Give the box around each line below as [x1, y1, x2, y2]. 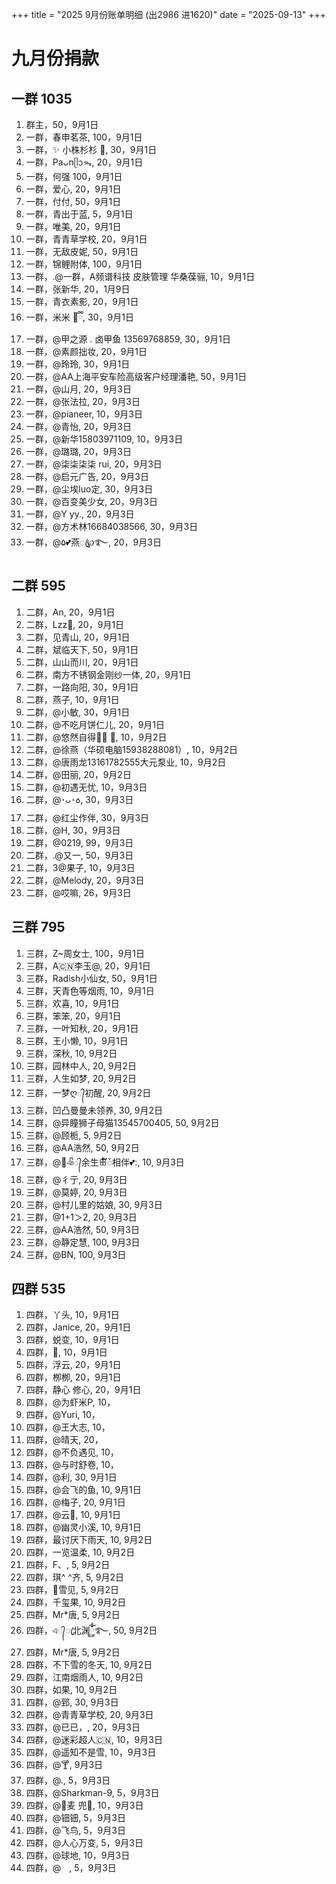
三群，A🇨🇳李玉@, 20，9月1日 [25, 959, 151, 972]
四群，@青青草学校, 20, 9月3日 [25, 1709, 154, 1721]
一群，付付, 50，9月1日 [25, 196, 122, 207]
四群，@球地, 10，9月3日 [25, 1849, 131, 1862]
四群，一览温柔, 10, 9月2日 [25, 1546, 136, 1558]
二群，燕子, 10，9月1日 [25, 693, 120, 705]
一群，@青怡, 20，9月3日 [25, 421, 132, 432]
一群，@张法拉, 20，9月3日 [25, 396, 141, 407]
